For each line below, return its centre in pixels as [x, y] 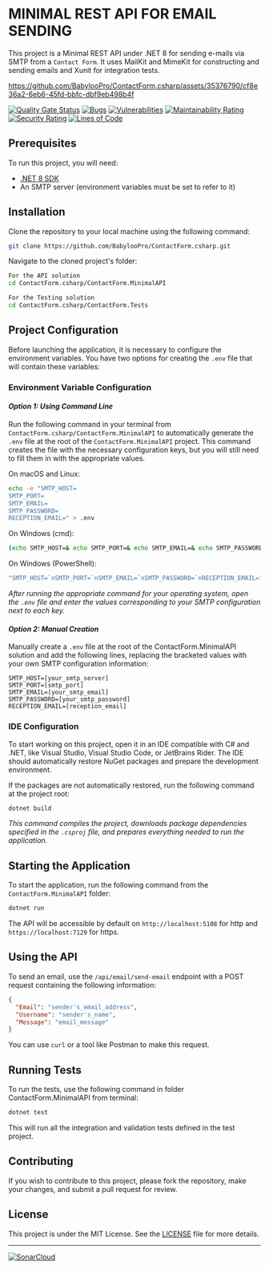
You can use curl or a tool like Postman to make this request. [109, 1045]
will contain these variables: [54, 366]
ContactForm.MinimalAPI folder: [60, 893]
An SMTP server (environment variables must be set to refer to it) [128, 187]
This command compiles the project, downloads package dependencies [128, 824]
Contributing [41, 1161]
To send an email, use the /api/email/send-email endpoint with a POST [126, 976]
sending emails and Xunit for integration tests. [84, 70]
